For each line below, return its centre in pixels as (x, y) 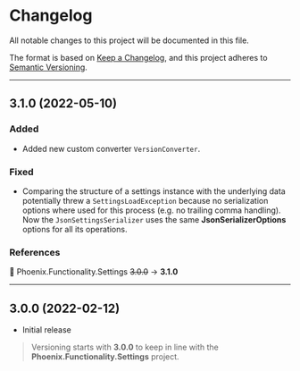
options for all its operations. (75, 229)
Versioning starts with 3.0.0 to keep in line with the (125, 347)
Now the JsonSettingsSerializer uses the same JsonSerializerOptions (154, 219)
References (35, 252)
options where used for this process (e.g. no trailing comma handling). (151, 210)
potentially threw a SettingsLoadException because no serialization (145, 200)
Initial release (46, 330)
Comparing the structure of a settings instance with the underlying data (154, 191)
